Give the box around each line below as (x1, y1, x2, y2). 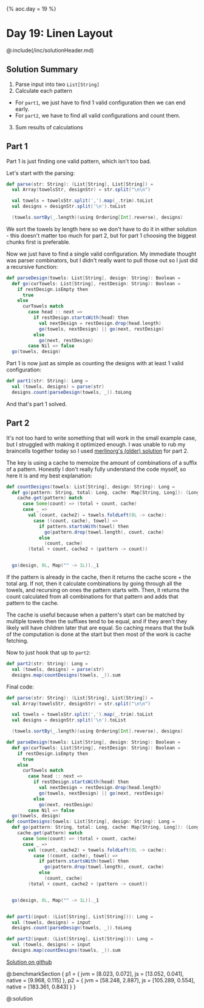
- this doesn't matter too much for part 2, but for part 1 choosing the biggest (6, 232, 197, 239)
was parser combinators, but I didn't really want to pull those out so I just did (6, 256, 198, 264)
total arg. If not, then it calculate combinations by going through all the (6, 580, 182, 587)
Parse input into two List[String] (15, 80, 100, 88)
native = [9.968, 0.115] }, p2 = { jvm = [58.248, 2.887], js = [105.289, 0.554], (6, 976, 195, 984)
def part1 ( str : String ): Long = (6, 378, 88, 384)
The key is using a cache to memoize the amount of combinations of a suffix (6, 459, 197, 466)
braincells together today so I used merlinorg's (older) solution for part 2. (6, 447, 189, 454)
